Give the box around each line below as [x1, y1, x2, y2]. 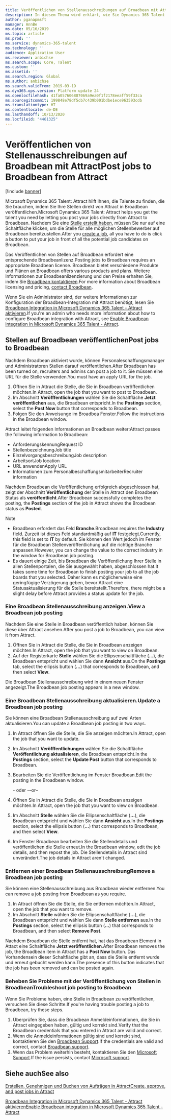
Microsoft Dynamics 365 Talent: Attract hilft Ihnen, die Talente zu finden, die [5, 198, 165, 204]
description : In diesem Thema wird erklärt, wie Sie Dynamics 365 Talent [5, 12, 165, 17]
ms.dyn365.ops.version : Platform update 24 [5, 88, 99, 93]
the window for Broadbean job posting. [12, 552, 95, 558]
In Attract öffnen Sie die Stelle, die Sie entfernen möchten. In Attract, [12, 901, 155, 907]
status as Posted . [5, 505, 42, 511]
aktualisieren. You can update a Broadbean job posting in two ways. [5, 721, 146, 727]
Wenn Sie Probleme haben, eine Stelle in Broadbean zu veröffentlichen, [5, 995, 155, 1002]
